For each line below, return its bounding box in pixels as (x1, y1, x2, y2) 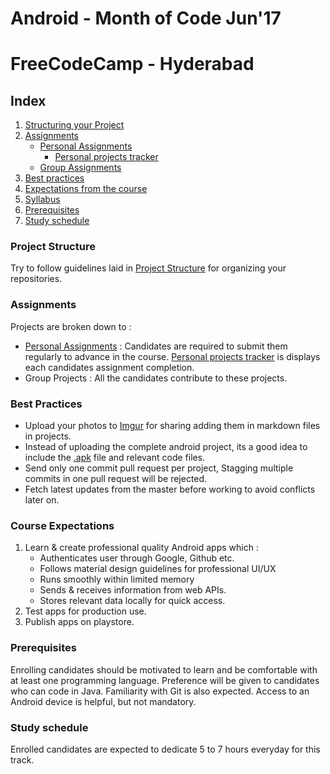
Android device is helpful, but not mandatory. (10, 695, 197, 707)
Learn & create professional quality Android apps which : (24, 542, 259, 554)
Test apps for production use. (24, 605, 147, 617)
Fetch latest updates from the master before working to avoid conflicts (24, 483, 316, 496)
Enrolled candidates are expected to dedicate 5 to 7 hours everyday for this (10, 743, 321, 755)
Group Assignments (39, 162, 122, 174)
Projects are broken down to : (10, 320, 132, 332)
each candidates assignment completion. (24, 361, 195, 373)
